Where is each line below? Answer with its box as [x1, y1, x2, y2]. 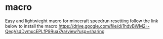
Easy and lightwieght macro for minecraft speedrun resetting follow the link [5, 18, 159, 24]
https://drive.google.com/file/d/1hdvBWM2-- [58, 23, 150, 29]
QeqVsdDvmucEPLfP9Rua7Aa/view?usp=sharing [5, 28, 105, 34]
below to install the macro [5, 23, 58, 29]
